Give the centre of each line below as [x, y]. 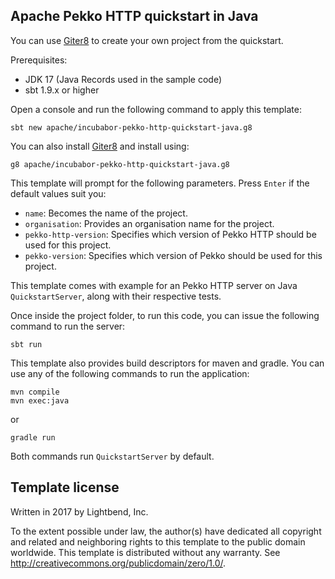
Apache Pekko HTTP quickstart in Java [134, 16]
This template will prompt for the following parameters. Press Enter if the [160, 183]
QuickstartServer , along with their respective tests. [116, 296]
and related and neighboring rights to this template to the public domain [158, 541]
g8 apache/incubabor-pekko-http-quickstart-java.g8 [120, 164]
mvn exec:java [40, 400]
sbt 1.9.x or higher [62, 90]
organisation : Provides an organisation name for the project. [149, 223]
